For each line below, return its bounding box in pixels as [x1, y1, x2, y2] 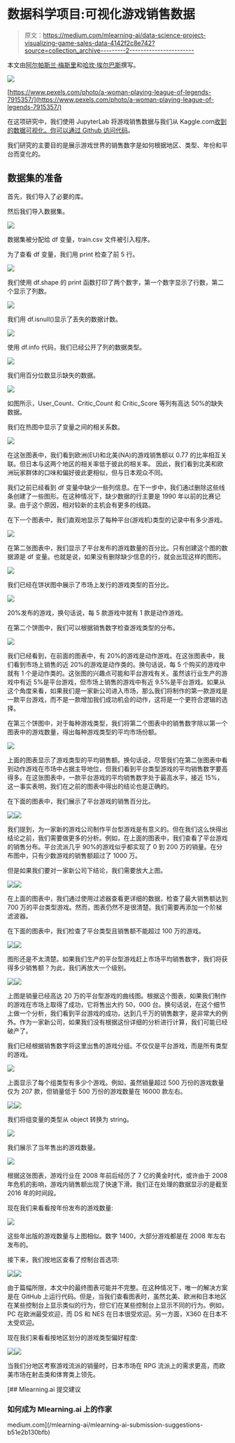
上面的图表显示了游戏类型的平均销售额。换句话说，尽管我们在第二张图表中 [7, 755, 222, 764]
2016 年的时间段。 [7, 1188, 60, 1197]
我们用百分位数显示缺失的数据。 [7, 371, 99, 379]
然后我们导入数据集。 [7, 207, 69, 215]
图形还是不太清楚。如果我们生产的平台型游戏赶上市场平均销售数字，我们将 [7, 954, 222, 963]
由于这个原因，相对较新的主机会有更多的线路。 [19, 501, 155, 509]
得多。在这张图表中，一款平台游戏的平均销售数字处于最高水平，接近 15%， [7, 773, 224, 782]
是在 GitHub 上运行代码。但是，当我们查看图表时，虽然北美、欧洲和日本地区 [7, 1292, 227, 1301]
